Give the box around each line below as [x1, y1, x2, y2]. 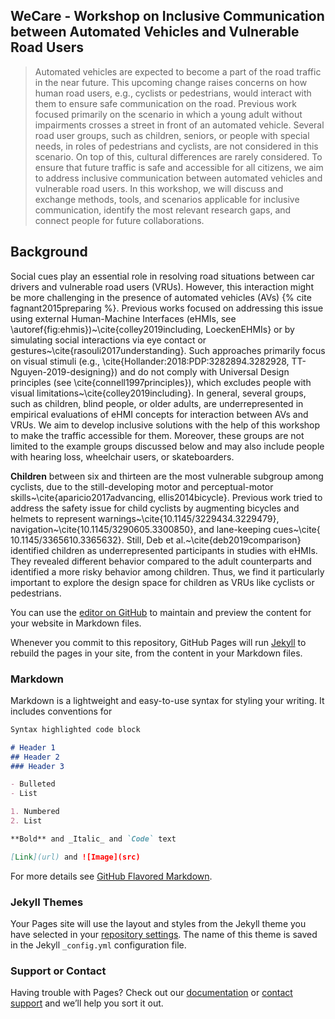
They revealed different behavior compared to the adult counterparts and [10, 555, 312, 567]
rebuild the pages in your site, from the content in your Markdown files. [10, 647, 303, 659]
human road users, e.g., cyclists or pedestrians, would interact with [34, 87, 312, 99]
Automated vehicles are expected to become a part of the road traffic [34, 65, 322, 78]
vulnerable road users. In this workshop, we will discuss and [34, 182, 284, 194]
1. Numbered [10, 807, 60, 817]
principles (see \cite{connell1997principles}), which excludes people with [10, 376, 312, 388]
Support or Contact [10, 964, 107, 978]
